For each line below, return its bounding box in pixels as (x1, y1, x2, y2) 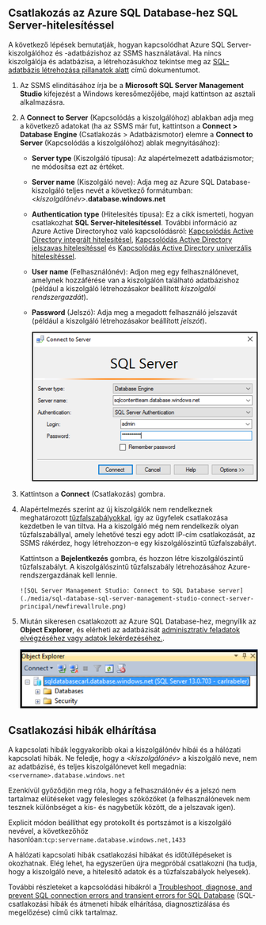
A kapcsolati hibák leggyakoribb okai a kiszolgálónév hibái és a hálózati (8, 745, 241, 754)
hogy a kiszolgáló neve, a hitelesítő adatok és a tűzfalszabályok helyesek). (8, 866, 251, 876)
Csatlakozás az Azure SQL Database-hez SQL (8, 6, 238, 20)
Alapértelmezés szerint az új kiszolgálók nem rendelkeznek (19, 505, 214, 514)
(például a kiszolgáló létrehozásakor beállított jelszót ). (31, 316, 207, 325)
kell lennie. (82, 570, 118, 580)
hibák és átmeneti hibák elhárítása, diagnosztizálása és (50, 899, 230, 908)
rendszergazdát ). (31, 292, 89, 301)
